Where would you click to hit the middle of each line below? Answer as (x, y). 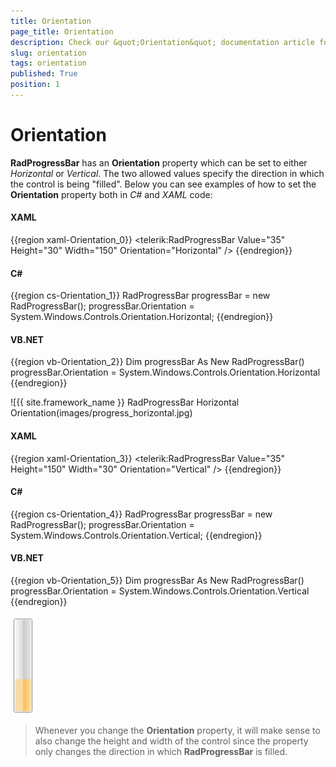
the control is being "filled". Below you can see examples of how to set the (163, 184)
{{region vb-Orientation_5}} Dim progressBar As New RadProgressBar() (157, 581)
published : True (44, 74)
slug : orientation (48, 53)
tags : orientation (48, 63)
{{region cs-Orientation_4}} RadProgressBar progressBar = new (141, 514)
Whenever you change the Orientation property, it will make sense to (177, 731)
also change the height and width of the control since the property (171, 741)
